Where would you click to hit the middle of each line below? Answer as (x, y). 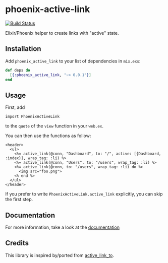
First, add (15, 107)
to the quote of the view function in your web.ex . (54, 126)
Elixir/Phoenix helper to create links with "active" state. (62, 33)
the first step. (19, 200)
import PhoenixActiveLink (32, 117)
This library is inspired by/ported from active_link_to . (60, 255)
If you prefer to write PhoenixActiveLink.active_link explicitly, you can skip (84, 194)
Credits (17, 243)
